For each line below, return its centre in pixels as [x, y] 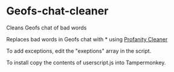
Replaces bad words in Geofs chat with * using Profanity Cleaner [87, 39]
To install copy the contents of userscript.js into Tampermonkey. [86, 62]
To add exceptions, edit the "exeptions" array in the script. [79, 51]
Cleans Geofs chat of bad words [47, 28]
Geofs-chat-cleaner [57, 11]
